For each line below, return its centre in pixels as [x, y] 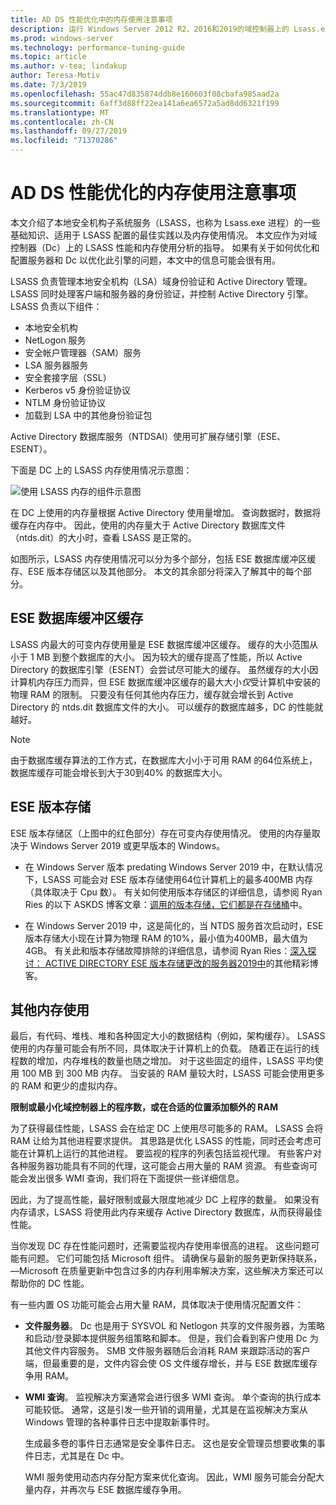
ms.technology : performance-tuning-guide [98, 47]
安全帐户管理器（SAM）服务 [83, 352]
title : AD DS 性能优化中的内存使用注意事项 [91, 19]
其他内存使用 [50, 1009]
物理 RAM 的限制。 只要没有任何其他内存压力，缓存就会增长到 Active [152, 694]
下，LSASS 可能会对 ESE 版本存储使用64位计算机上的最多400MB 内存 [169, 879]
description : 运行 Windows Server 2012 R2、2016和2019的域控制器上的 [150, 29]
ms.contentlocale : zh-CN [62, 122]
